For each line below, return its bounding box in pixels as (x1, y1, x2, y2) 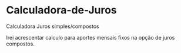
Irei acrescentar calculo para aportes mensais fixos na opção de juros (6, 34, 175, 41)
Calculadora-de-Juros (6, 3, 118, 17)
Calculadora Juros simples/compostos (6, 23, 99, 30)
